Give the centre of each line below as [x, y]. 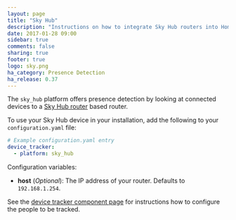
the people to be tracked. [44, 209]
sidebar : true [28, 40]
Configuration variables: [42, 167]
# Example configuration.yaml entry [61, 141]
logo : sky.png [28, 66]
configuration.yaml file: [42, 128]
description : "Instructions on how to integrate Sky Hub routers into [113, 27]
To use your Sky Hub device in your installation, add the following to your [113, 120]
